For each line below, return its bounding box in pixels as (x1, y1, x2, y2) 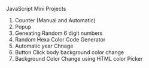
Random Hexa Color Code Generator (14, 36, 106, 43)
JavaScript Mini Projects (6, 5, 66, 12)
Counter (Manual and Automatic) (14, 17, 96, 23)
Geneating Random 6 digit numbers (14, 29, 103, 37)
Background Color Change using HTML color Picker (14, 55, 143, 62)
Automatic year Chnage (14, 42, 74, 49)
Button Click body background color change (14, 49, 124, 56)
